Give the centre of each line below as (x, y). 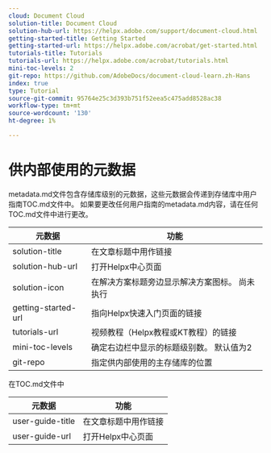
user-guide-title (44, 421)
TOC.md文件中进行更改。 (50, 214)
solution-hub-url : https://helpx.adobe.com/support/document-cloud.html (133, 31)
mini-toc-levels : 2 (41, 69)
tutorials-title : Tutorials (56, 53)
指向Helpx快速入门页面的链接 (147, 313)
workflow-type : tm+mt (45, 106)
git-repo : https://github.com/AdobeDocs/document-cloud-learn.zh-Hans (129, 76)
